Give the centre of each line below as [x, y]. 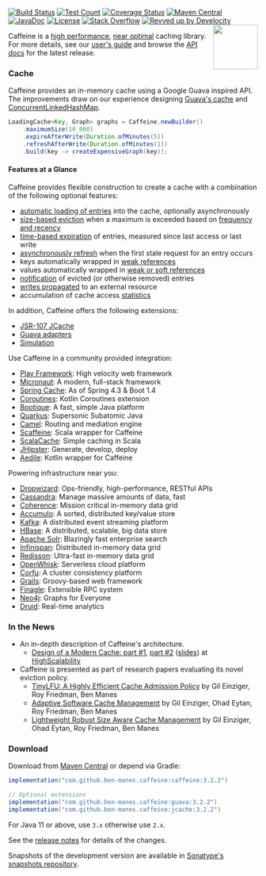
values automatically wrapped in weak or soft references [112, 270]
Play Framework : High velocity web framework [96, 373]
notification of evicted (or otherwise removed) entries [107, 278]
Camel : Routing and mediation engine [81, 423]
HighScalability [56, 661]
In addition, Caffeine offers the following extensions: [93, 310]
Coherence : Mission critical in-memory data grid [99, 505]
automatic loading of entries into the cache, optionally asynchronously [134, 211]
